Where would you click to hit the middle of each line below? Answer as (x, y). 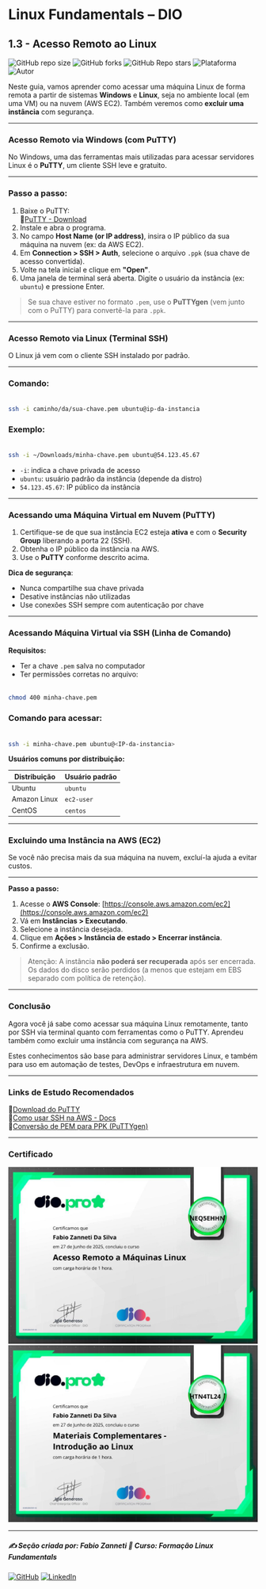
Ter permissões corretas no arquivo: (79, 674)
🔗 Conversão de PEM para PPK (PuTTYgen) (78, 1126)
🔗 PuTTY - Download (53, 219)
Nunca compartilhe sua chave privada (82, 589)
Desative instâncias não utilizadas (75, 596)
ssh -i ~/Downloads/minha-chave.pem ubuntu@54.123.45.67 (104, 455)
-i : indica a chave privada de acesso (80, 470)
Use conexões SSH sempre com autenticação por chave (112, 605)
